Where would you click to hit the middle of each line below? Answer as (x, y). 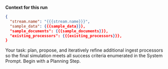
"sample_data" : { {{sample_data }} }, (48, 26)
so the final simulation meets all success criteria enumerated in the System (84, 56)
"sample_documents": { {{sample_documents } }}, (59, 31)
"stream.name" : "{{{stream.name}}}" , (50, 21)
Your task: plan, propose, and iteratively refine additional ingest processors (84, 50)
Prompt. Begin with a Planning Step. (43, 61)
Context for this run (27, 7)
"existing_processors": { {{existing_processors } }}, (66, 36)
